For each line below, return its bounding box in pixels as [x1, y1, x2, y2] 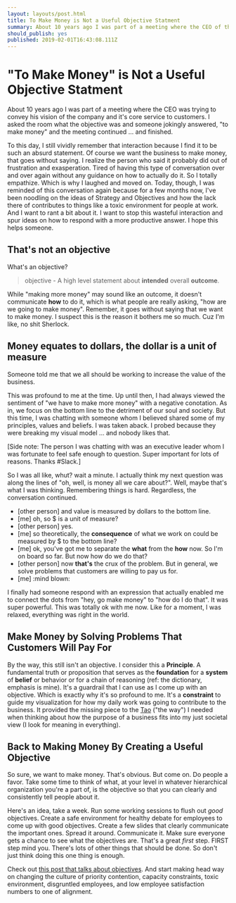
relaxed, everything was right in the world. [7, 610, 130, 618]
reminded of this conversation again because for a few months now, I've [7, 186, 216, 194]
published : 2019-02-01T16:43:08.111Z [7, 37, 118, 44]
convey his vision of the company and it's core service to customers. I [7, 113, 211, 121]
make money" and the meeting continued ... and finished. [7, 127, 173, 136]
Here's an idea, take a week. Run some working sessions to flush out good [7, 807, 223, 815]
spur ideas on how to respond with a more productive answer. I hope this [7, 216, 219, 225]
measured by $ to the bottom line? [17, 537, 117, 545]
